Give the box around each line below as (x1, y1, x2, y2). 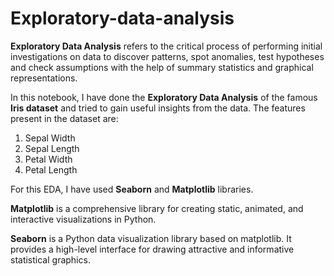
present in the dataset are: (10, 112, 119, 124)
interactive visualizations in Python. (10, 213, 157, 225)
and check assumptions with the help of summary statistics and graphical (10, 61, 314, 73)
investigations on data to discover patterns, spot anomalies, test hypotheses (10, 50, 325, 62)
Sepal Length (24, 142, 80, 154)
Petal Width (24, 153, 73, 165)
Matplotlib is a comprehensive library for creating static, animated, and (10, 202, 304, 214)
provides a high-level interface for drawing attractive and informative (10, 243, 295, 255)
